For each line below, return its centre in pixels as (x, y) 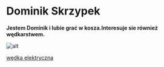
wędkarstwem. (26, 34)
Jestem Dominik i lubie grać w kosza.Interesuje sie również (82, 28)
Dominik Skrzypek (53, 11)
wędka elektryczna (30, 57)
